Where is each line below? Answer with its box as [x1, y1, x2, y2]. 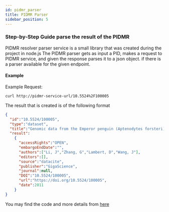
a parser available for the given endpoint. [5, 61, 91, 67]
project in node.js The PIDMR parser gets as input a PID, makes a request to [5, 50, 162, 56]
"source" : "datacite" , [18, 159, 64, 164]
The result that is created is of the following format [5, 102, 110, 109]
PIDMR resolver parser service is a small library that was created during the [5, 45, 162, 51]
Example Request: [5, 84, 43, 90]
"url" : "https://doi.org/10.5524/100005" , [18, 178, 107, 183]
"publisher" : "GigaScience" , [18, 164, 78, 169]
